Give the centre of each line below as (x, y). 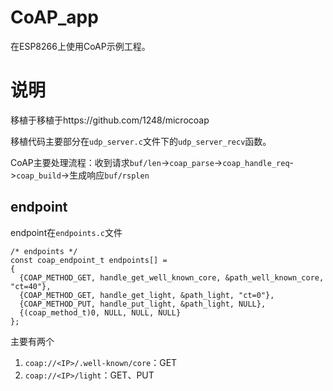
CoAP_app (54, 17)
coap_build (39, 176)
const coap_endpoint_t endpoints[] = (89, 260)
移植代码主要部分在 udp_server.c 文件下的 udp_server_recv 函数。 (141, 141)
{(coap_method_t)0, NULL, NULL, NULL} (100, 312)
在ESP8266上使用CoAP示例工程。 (80, 46)
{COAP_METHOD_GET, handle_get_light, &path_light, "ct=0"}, (147, 295)
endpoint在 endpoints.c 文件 (66, 232)
